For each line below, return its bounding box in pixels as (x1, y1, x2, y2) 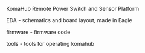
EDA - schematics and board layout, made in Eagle (6, 17, 133, 23)
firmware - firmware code (6, 28, 71, 36)
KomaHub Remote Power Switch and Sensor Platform (6, 5, 140, 12)
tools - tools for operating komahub (6, 40, 95, 47)
